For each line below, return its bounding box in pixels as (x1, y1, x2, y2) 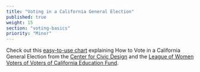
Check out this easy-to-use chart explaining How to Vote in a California (6, 47, 180, 54)
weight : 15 (6, 19, 33, 25)
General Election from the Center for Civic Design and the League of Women (6, 53, 194, 60)
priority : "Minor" (6, 31, 52, 37)
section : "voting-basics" (6, 25, 70, 31)
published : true (6, 14, 46, 20)
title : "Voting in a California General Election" (6, 8, 135, 15)
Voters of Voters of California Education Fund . (6, 60, 119, 67)
